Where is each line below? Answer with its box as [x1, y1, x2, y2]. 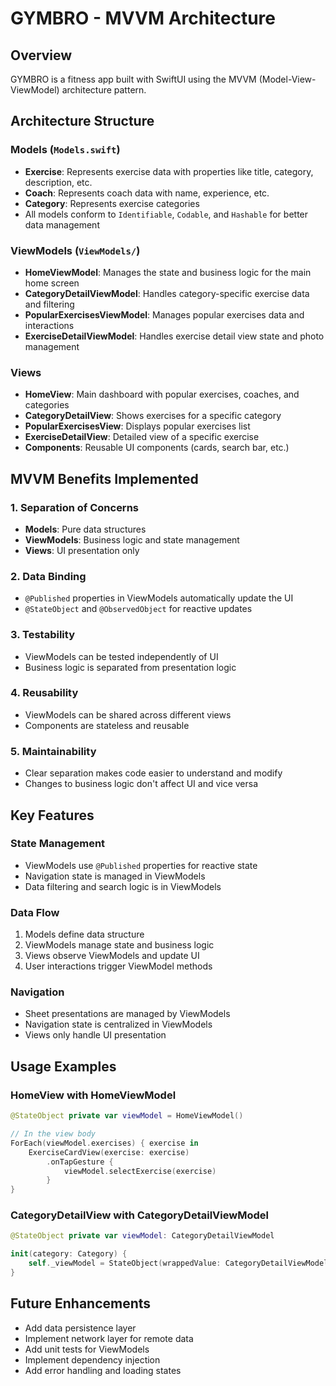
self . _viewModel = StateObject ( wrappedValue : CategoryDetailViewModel [28, 1258, 329, 1269]
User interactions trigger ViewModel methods [24, 960, 213, 972]
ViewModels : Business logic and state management [24, 533, 240, 546]
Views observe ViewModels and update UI [24, 950, 200, 962]
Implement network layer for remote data [24, 1332, 194, 1344]
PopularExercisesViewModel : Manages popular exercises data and [24, 308, 305, 321]
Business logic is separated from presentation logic [24, 661, 237, 673]
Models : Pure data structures [24, 523, 147, 535]
